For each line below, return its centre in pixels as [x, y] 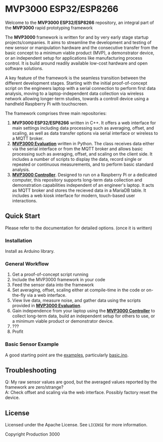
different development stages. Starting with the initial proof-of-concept [76, 83]
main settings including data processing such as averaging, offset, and [83, 128]
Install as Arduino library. [30, 251]
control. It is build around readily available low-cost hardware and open [76, 63]
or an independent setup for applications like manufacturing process [74, 58]
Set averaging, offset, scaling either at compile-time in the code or [79, 290]
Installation [19, 241]
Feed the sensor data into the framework [53, 285]
